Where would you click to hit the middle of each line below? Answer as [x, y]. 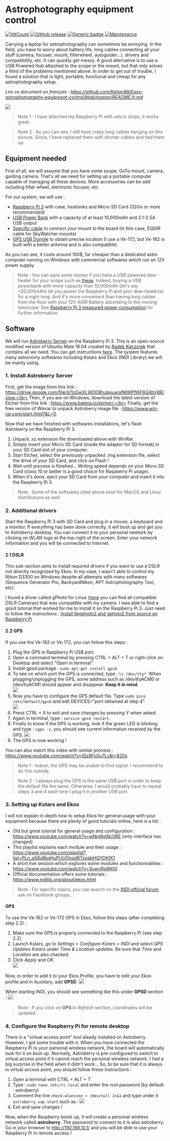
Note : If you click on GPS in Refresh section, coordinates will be [85, 1008]
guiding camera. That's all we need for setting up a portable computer [79, 176]
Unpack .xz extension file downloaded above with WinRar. [73, 439]
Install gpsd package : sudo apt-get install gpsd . [65, 668]
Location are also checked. [41, 954]
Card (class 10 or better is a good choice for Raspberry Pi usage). [81, 471]
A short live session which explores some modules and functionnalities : [88, 863]
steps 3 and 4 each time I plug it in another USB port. [73, 791]
